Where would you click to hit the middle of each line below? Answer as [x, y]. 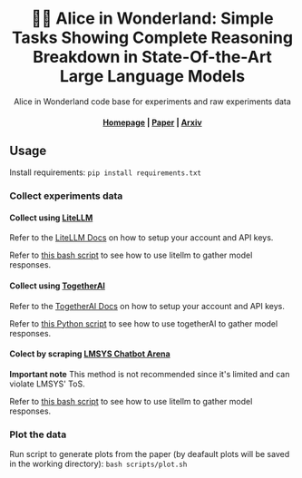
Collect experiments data [66, 196]
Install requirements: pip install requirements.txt [106, 172]
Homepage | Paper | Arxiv [152, 122]
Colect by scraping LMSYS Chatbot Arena [90, 354]
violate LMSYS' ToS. [47, 384]
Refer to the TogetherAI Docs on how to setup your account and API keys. [147, 306]
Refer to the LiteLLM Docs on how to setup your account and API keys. [141, 238]
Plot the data [38, 434]
